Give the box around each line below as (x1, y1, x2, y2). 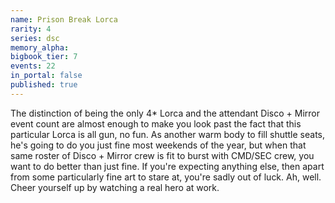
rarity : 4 (10, 24, 52, 34)
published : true (10, 80, 78, 90)
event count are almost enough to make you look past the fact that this (10, 117, 302, 130)
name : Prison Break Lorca (10, 14, 118, 25)
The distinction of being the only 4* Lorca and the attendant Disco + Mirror (10, 107, 320, 119)
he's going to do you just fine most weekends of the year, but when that (10, 139, 307, 151)
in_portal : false (10, 71, 83, 81)
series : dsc (10, 33, 60, 43)
